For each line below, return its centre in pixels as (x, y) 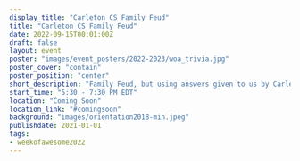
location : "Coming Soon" (55, 101)
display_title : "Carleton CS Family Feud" (89, 17)
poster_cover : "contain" (55, 68)
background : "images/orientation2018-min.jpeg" (100, 117)
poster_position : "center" (59, 76)
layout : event (36, 51)
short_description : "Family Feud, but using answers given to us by (139, 84)
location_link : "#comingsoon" (66, 109)
